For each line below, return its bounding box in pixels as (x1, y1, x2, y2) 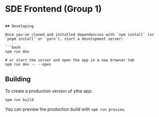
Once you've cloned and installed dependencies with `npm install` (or (5, 32, 154, 37)
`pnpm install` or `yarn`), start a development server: (5, 36, 124, 41)
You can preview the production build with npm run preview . (5, 106, 126, 112)
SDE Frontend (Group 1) (5, 3, 102, 15)
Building (5, 75, 31, 84)
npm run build (5, 97, 34, 102)
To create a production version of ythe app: (5, 88, 93, 94)
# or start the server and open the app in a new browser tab (5, 57, 135, 63)
